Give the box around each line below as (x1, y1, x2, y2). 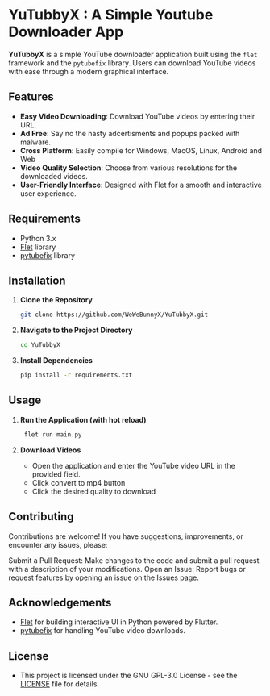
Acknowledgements (8, 595, 112, 610)
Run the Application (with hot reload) (19, 415, 147, 424)
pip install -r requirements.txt (19, 371, 133, 380)
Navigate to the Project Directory (19, 325, 133, 335)
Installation (8, 273, 66, 287)
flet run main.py (23, 430, 82, 439)
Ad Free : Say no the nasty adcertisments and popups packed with (19, 128, 240, 138)
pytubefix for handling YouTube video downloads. (19, 626, 185, 636)
